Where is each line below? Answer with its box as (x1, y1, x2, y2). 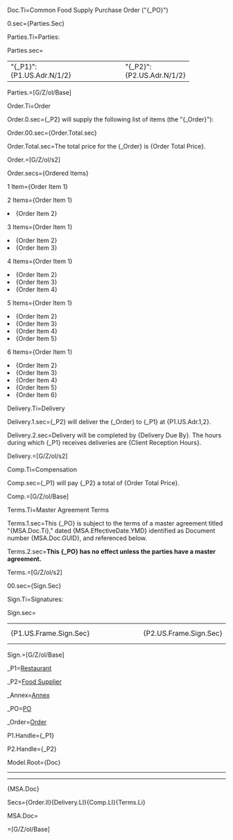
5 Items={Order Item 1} (7, 299, 73, 307)
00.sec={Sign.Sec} (7, 582, 62, 589)
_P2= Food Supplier (7, 678, 62, 686)
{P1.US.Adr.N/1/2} (10, 71, 71, 80)
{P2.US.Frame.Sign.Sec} (143, 628, 223, 638)
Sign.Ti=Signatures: (7, 595, 64, 603)
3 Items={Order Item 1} (7, 223, 73, 231)
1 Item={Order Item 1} (7, 183, 68, 190)
